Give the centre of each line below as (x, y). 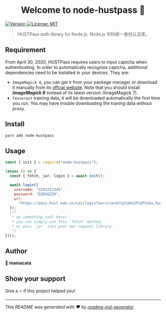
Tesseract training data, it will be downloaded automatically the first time (86, 98)
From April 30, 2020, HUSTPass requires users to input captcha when (76, 62)
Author (16, 251)
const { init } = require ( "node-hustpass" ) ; (52, 162)
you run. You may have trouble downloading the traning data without (82, 103)
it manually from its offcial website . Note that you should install (76, 87)
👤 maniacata (18, 263)
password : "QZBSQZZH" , (37, 194)
